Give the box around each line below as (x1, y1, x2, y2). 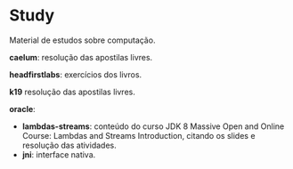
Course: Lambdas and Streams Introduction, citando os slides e (21, 130, 256, 141)
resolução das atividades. (21, 140, 118, 150)
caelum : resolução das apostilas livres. (9, 52, 153, 62)
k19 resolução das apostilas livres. (9, 86, 135, 97)
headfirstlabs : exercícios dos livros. (9, 68, 142, 80)
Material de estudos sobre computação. (9, 35, 156, 45)
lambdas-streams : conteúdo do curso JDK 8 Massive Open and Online (21, 121, 285, 132)
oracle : (9, 103, 36, 114)
